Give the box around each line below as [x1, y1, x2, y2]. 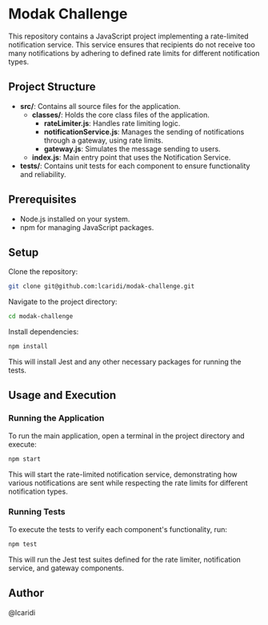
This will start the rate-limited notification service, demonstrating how [8, 470, 238, 479]
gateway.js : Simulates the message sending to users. [43, 143, 222, 153]
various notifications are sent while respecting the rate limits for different [8, 478, 248, 487]
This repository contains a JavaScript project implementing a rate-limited [8, 31, 250, 41]
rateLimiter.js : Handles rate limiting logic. [43, 118, 181, 128]
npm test [8, 540, 38, 548]
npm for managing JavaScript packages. [19, 222, 154, 232]
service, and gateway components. [8, 562, 124, 573]
